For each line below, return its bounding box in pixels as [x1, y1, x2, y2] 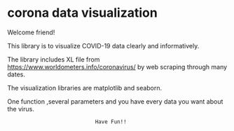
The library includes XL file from [7, 55, 100, 64]
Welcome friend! [7, 28, 55, 36]
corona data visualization [7, 5, 158, 21]
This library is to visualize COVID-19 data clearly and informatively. [7, 41, 200, 50]
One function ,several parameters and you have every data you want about [7, 97, 223, 106]
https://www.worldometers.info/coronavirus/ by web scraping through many [7, 62, 228, 71]
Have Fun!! [95, 118, 128, 125]
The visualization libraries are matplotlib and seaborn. [7, 83, 163, 92]
